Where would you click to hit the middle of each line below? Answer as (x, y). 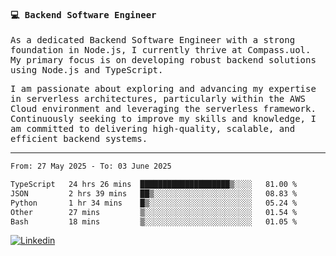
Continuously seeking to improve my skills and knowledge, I (163, 119)
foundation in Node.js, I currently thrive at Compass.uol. (161, 50)
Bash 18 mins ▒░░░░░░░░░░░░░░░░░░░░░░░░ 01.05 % (154, 221)
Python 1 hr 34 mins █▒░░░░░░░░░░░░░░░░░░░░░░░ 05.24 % (154, 203)
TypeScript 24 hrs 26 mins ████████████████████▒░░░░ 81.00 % (154, 185)
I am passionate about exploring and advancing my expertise (163, 89)
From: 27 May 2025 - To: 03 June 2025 (91, 166)
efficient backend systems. (79, 139)
